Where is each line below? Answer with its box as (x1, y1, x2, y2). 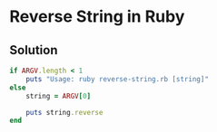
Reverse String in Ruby (9, 6, 185, 27)
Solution (9, 42, 58, 58)
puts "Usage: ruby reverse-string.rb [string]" (25, 74, 209, 83)
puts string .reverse (25, 108, 104, 117)
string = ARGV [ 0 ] (25, 91, 92, 100)
